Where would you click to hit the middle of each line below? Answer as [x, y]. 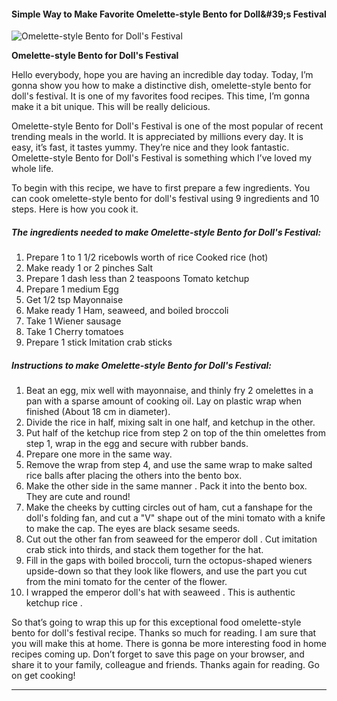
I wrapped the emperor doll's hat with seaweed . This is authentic [160, 592]
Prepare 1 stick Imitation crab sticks [99, 342]
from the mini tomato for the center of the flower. [126, 582]
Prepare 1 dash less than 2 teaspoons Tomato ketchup [137, 279]
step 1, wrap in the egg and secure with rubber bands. [137, 444]
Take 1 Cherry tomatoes [74, 332]
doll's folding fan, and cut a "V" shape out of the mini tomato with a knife [175, 518]
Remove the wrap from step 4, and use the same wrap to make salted [169, 465]
